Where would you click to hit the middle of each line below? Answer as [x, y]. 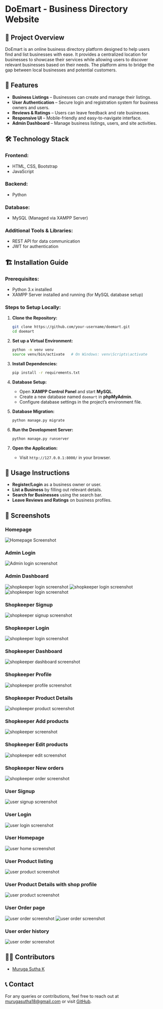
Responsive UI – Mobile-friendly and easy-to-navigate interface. [77, 118]
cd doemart [23, 332]
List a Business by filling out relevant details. [57, 490]
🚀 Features [22, 85]
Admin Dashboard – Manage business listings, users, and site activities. [84, 123]
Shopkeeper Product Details [39, 698]
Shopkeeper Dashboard [34, 651]
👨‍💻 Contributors [30, 957]
